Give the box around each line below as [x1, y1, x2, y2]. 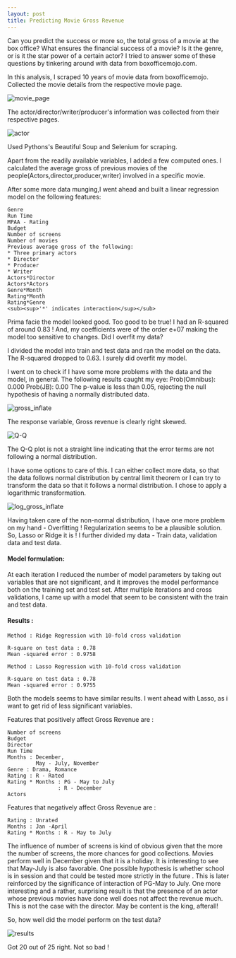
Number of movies [7, 237, 58, 244]
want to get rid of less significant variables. [7, 701, 132, 710]
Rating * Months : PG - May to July [7, 778, 115, 785]
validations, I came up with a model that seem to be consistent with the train [7, 592, 228, 601]
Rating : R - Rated [7, 772, 65, 779]
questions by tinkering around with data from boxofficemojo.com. [7, 59, 197, 67]
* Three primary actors [7, 249, 77, 257]
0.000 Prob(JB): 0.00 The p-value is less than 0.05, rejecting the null [7, 382, 206, 391]
